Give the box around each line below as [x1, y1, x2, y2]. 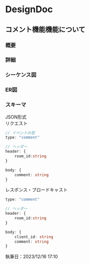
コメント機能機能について [5, 25, 85, 34]
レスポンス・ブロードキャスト [5, 187, 68, 193]
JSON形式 [5, 113, 27, 120]
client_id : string [14, 234, 53, 240]
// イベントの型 [5, 130, 35, 135]
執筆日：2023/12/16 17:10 [5, 253, 58, 260]
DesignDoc [5, 4, 53, 15]
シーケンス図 [5, 71, 37, 78]
